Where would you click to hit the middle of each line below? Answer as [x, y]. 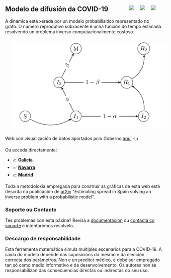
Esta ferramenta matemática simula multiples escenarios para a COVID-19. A [84, 249]
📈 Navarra [24, 167]
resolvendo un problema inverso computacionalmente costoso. [70, 32]
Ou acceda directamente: [31, 150]
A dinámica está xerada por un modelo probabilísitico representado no [77, 21]
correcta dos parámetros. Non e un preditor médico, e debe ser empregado [83, 260]
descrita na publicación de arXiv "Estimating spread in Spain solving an [78, 191]
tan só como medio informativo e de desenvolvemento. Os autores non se [81, 265]
